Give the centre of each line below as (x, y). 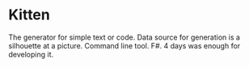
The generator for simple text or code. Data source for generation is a (124, 37)
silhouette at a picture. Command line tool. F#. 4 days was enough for (124, 45)
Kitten (29, 15)
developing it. (31, 54)
